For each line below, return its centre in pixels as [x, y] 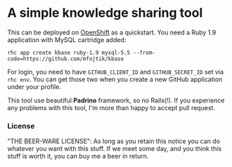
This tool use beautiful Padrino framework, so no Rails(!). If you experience [116, 100]
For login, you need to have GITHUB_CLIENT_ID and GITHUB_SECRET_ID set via [115, 72]
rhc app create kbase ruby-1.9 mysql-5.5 [69, 53]
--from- [144, 53]
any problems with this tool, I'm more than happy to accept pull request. [111, 107]
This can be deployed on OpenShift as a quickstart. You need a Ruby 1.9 [112, 32]
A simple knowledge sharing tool [105, 13]
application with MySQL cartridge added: [67, 39]
